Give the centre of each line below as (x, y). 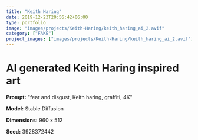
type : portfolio (26, 22)
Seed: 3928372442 (30, 131)
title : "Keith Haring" (34, 12)
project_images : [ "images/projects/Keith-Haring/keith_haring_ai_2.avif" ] (100, 39)
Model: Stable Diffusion (35, 108)
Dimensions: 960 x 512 (34, 120)
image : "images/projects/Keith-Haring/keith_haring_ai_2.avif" (85, 28)
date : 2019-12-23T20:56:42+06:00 (47, 17)
